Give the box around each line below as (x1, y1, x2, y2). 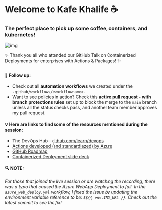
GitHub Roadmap (12, 148, 48, 154)
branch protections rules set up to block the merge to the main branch (12, 99, 157, 105)
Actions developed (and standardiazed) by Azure (12, 143, 113, 149)
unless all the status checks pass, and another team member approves (12, 105, 157, 111)
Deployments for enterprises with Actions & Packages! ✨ (5, 58, 121, 64)
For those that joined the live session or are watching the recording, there (5, 178, 155, 184)
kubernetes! (5, 31, 36, 38)
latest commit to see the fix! (5, 199, 62, 205)
